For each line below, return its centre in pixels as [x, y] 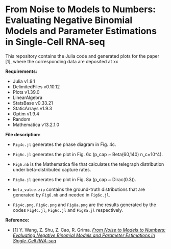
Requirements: [21, 71]
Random [21, 119]
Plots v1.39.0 [26, 92]
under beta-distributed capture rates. [52, 169]
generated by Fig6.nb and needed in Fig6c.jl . [62, 194]
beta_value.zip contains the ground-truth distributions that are [79, 189]
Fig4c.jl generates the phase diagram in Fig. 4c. [64, 144]
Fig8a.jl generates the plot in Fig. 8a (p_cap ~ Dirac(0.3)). [74, 179]
